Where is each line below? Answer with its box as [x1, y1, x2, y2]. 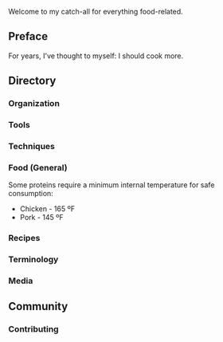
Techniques [8, 140, 56, 151]
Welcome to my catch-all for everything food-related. [8, 7, 183, 16]
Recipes [8, 233, 41, 244]
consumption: [8, 189, 53, 199]
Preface [8, 29, 49, 43]
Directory [8, 74, 57, 88]
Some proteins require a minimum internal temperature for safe [8, 180, 215, 190]
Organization [8, 98, 60, 109]
